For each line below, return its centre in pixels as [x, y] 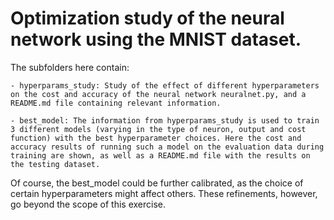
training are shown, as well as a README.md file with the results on [160, 155]
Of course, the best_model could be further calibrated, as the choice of [157, 183]
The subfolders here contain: [70, 67]
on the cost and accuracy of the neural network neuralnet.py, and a [158, 94]
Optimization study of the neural [147, 18]
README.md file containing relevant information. [116, 103]
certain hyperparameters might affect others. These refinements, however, [164, 193]
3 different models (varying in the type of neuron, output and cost [158, 129]
